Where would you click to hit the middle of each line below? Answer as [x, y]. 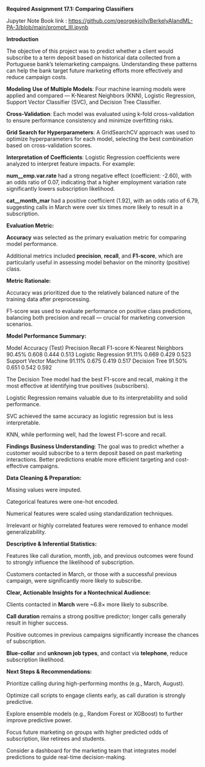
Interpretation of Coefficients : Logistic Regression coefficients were [93, 157]
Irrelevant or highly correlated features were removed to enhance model [97, 525]
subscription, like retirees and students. [56, 738]
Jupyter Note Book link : [37, 21]
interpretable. [24, 422]
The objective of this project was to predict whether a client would [90, 51]
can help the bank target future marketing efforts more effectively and [95, 71]
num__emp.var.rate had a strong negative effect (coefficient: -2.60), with [99, 175]
